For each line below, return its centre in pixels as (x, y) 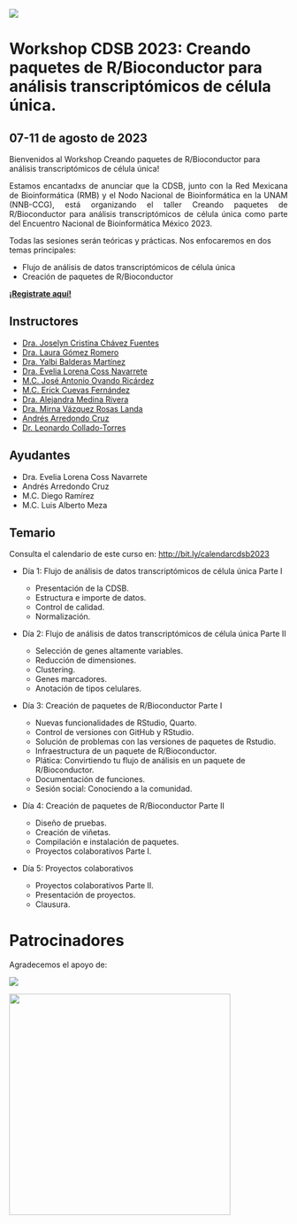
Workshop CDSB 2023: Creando (130, 49)
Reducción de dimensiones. (86, 661)
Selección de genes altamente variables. (109, 651)
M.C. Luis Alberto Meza (65, 505)
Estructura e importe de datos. (91, 598)
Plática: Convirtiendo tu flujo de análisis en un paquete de (140, 761)
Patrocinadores (67, 940)
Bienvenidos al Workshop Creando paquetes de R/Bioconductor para (135, 159)
